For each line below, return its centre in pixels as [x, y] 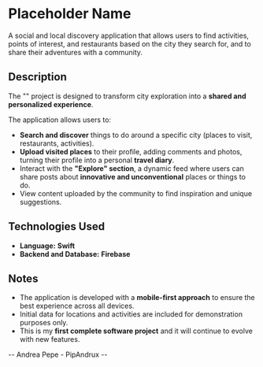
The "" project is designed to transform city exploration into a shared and [127, 96]
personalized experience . [51, 104]
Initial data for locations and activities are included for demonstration [131, 314]
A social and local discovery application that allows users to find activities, [129, 35]
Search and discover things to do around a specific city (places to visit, [136, 135]
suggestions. [41, 202]
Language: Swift [47, 246]
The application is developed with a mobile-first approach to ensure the [137, 298]
